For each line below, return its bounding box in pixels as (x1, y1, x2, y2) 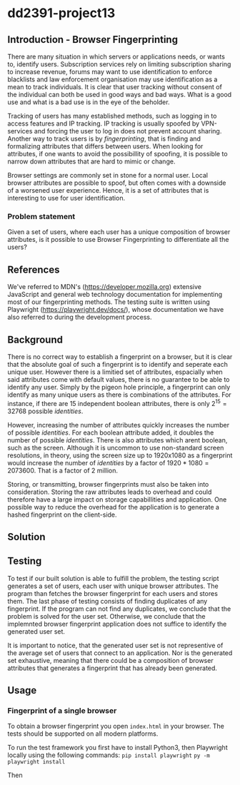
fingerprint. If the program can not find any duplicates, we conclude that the (7, 604, 231, 613)
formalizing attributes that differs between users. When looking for (7, 142, 204, 151)
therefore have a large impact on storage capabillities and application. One (7, 495, 227, 504)
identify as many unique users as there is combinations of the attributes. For (7, 390, 232, 399)
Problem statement (7, 211, 76, 221)
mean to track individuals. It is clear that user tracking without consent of (7, 83, 223, 91)
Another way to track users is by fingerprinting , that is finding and (7, 134, 201, 143)
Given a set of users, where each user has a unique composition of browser (7, 228, 231, 236)
